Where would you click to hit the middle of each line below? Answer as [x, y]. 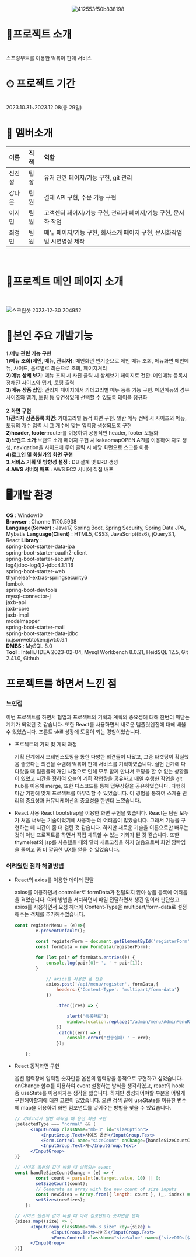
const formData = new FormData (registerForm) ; [93, 947]
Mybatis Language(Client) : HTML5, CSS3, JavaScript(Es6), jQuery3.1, [91, 534]
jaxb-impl [17, 615]
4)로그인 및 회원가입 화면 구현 [39, 454]
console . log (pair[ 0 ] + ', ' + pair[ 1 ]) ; [94, 963]
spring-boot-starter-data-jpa [41, 546]
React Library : [24, 540]
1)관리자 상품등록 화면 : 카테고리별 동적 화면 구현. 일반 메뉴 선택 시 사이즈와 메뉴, [96, 418]
